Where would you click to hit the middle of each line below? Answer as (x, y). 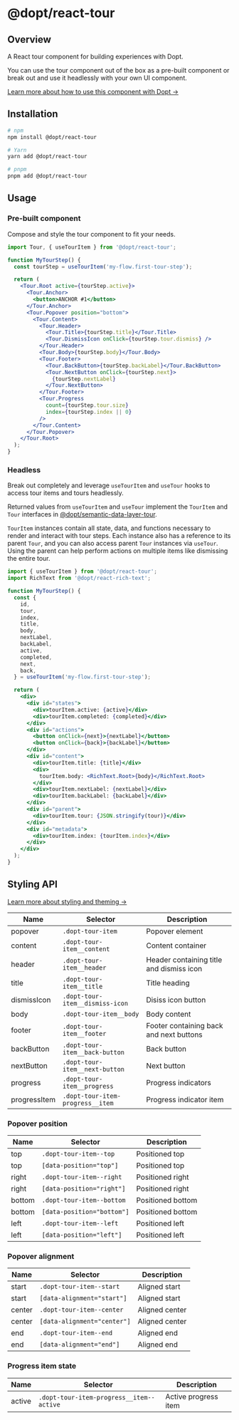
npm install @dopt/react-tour (52, 137)
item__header (84, 968)
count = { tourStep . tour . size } (87, 405)
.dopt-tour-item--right (82, 1177)
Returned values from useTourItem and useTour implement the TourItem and (118, 507)
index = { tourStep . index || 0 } (89, 412)
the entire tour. (29, 559)
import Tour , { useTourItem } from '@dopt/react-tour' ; (92, 247)
